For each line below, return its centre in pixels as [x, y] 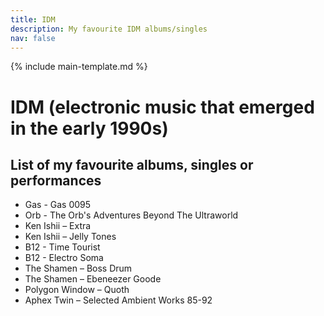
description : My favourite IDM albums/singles [109, 29]
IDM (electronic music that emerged [162, 107]
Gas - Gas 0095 [58, 205]
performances [56, 180]
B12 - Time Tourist [62, 247]
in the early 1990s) [89, 128]
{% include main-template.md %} [79, 67]
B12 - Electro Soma [64, 258]
